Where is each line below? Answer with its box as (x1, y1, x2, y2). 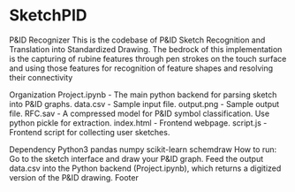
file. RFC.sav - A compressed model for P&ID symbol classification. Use (9, 108, 270, 119)
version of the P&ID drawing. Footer (9, 172, 139, 182)
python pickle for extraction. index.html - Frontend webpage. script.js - (9, 117, 268, 128)
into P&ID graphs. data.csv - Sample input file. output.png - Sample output (9, 98, 280, 109)
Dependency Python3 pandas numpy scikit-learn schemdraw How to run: (9, 143, 277, 155)
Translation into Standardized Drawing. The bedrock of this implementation (9, 43, 283, 54)
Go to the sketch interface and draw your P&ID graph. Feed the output (9, 153, 263, 164)
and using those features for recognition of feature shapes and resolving (9, 63, 274, 73)
